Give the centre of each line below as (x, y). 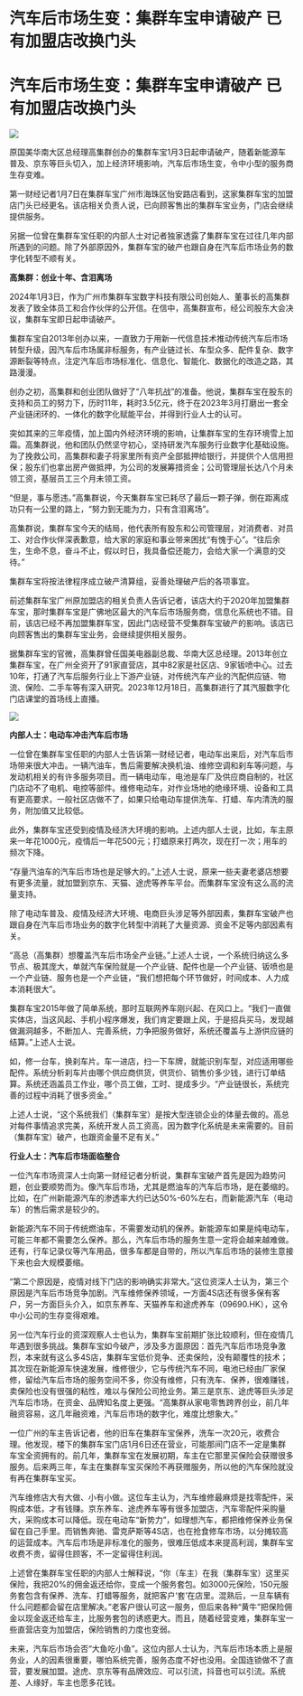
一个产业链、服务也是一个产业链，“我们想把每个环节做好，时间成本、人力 (146, 978)
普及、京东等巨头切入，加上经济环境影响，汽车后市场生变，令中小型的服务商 (151, 164)
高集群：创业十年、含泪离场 (61, 277)
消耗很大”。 (39, 989)
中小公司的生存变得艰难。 (57, 1316)
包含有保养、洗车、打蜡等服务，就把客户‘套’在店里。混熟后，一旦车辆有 (157, 1596)
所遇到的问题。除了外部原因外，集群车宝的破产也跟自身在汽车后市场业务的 (147, 247)
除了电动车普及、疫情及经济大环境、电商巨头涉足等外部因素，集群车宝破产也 (151, 914)
